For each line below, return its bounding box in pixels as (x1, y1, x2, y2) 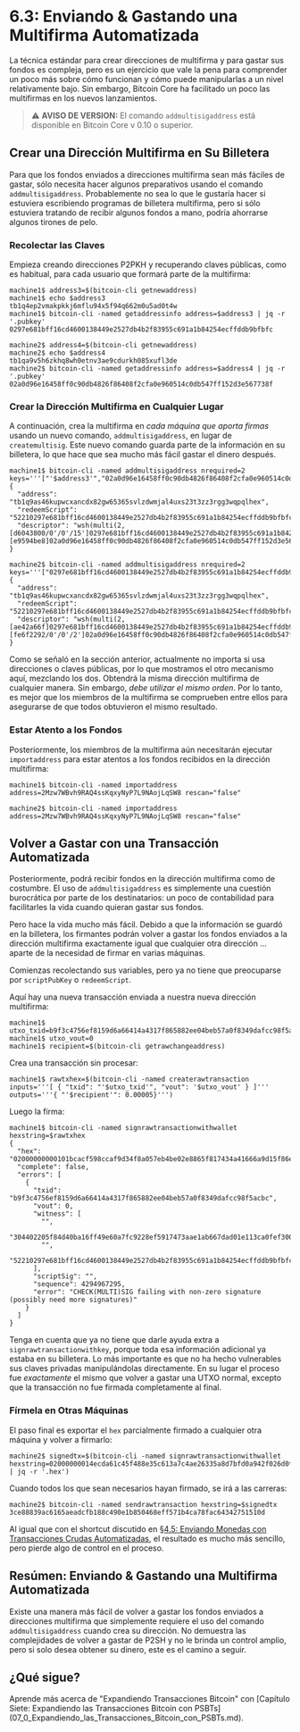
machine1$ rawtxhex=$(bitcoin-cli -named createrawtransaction (9, 1075, 250, 1084)
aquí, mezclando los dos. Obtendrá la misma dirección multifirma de (9, 673, 260, 684)
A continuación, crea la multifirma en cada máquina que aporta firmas (9, 421, 270, 431)
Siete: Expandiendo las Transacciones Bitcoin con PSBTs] (9, 1703, 221, 1714)
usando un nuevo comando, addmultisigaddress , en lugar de (9, 431, 232, 441)
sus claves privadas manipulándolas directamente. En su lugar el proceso (9, 1363, 279, 1374)
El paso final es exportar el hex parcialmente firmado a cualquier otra (9, 1425, 262, 1435)
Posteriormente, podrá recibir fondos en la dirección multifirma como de (9, 874, 275, 884)
